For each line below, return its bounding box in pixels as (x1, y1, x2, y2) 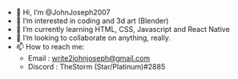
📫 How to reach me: (15, 42, 85, 51)
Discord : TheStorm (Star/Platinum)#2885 (27, 62, 166, 71)
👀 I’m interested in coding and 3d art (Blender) (15, 16, 169, 26)
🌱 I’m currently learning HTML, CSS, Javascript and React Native (15, 25, 230, 34)
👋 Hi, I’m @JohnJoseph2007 (15, 8, 111, 17)
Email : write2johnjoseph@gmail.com (27, 53, 151, 63)
